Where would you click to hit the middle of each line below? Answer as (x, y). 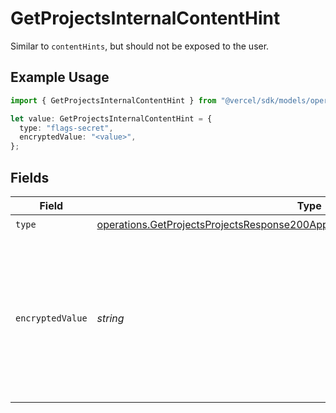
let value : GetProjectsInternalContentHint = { (111, 118)
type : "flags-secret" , (66, 128)
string (110, 318)
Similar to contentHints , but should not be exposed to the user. (140, 46)
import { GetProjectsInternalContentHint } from (113, 100)
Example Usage (60, 77)
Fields (30, 177)
